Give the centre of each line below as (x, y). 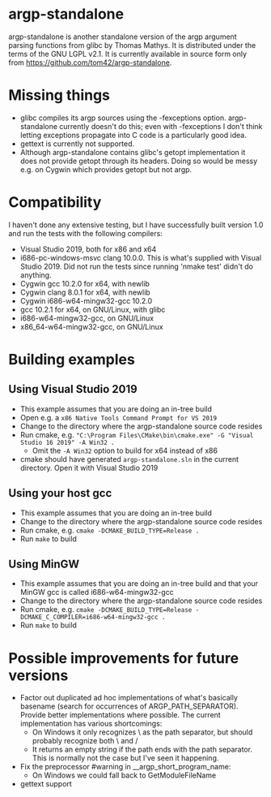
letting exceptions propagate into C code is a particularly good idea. (133, 135)
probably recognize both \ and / (85, 741)
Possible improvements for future (124, 658)
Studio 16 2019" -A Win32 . (67, 442)
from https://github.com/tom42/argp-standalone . (90, 62)
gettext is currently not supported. (77, 144)
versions (38, 675)
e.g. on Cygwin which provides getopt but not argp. (106, 169)
